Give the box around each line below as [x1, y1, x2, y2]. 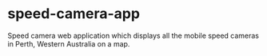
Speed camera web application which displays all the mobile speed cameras [7, 31, 260, 40]
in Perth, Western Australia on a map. [7, 39, 130, 48]
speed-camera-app [7, 5, 141, 23]
